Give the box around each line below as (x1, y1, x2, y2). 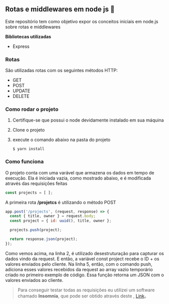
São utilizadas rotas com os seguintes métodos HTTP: (5, 68, 118, 74)
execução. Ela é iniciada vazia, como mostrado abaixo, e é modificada (5, 175, 151, 181)
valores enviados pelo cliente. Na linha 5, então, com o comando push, (5, 261, 152, 267)
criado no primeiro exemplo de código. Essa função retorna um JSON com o (5, 272, 164, 278)
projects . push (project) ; (10, 227, 62, 232)
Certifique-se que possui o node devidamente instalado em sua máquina (12, 117, 164, 124)
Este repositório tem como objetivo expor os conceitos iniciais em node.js (5, 18, 158, 24)
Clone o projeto (12, 127, 45, 133)
